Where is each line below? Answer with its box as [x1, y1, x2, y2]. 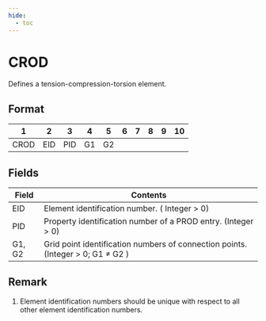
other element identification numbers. [19, 304, 143, 314]
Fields [8, 166, 40, 179]
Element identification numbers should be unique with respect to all [19, 296, 240, 306]
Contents [131, 189, 167, 201]
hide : [8, 11, 26, 20]
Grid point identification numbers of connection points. [44, 239, 248, 250]
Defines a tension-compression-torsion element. [8, 79, 167, 89]
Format [8, 102, 45, 116]
